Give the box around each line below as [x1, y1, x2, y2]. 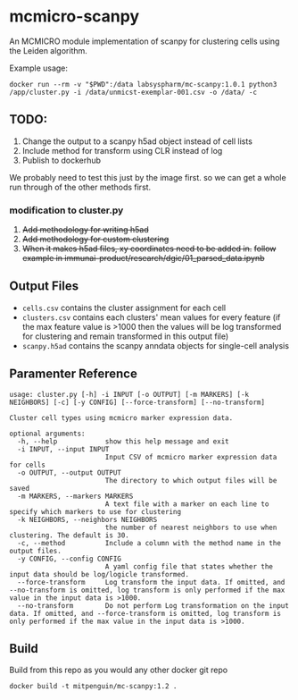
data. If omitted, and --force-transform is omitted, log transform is [9, 609, 281, 618]
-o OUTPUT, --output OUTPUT [17, 468, 122, 477]
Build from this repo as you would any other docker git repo [9, 664, 228, 676]
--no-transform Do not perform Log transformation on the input [17, 601, 290, 610]
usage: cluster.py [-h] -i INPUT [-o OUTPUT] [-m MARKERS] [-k [9, 390, 250, 399]
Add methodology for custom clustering [21, 234, 170, 245]
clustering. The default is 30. [9, 530, 129, 540]
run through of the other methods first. [9, 181, 152, 192]
